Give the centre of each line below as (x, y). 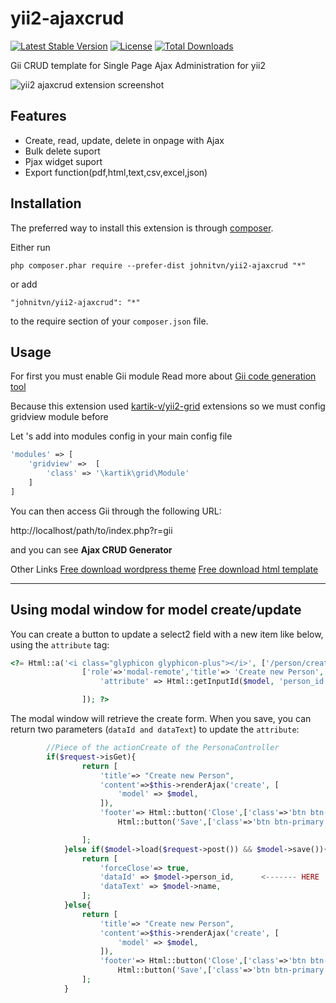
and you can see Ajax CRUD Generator (91, 549)
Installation (46, 203)
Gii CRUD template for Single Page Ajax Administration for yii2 (138, 65)
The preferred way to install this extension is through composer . (142, 228)
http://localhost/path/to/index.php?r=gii (91, 530)
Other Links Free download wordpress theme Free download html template (164, 569)
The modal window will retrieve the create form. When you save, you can (161, 719)
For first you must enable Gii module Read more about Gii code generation (163, 376)
